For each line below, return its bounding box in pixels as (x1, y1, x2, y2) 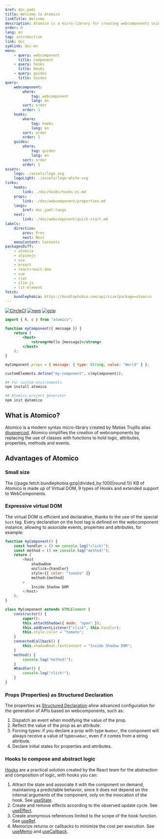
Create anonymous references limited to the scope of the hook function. (12, 813, 158, 818)
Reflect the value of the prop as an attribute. (12, 722, 101, 728)
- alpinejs (14, 253, 36, 258)
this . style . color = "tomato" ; (22, 630, 84, 635)
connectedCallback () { (14, 639, 60, 644)
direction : (14, 226, 36, 231)
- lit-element (14, 285, 42, 290)
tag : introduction (5, 35, 42, 40)
